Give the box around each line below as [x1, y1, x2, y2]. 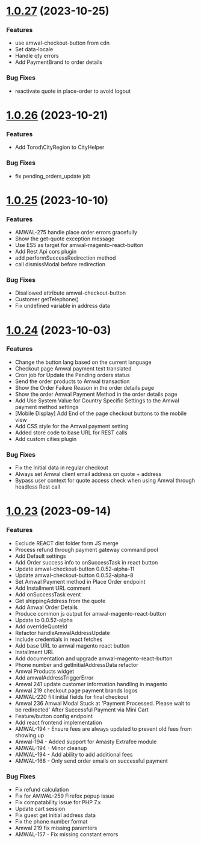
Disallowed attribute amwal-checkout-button [14, 289, 126, 296]
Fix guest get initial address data [14, 811, 96, 819]
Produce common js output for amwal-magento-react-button [14, 610, 167, 617]
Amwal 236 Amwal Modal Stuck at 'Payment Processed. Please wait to [14, 699, 191, 707]
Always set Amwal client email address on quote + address [14, 470, 162, 478]
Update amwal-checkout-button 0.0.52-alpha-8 [14, 571, 134, 579]
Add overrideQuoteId [14, 622, 67, 630]
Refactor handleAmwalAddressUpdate [14, 629, 110, 636]
